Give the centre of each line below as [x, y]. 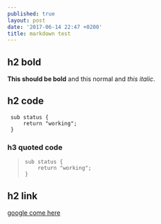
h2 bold [24, 62]
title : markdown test [39, 33]
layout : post [26, 20]
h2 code [26, 101]
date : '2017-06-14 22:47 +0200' [55, 27]
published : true [31, 14]
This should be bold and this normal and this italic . [81, 79]
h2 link [22, 195]
